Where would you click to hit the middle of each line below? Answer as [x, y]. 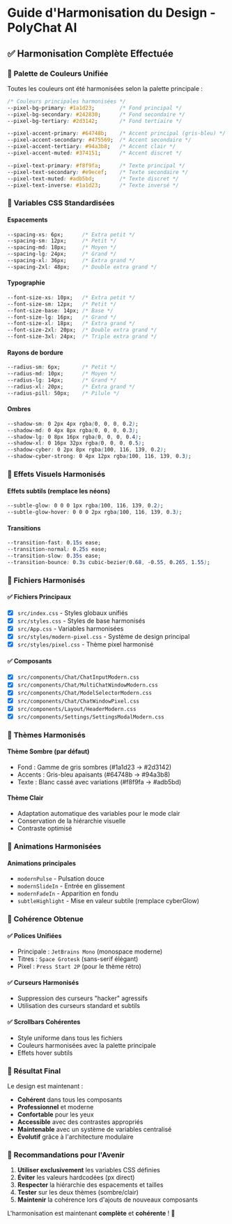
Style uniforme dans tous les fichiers [70, 1038]
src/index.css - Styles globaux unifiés [72, 612]
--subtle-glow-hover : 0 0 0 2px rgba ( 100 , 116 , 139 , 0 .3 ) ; [95, 512]
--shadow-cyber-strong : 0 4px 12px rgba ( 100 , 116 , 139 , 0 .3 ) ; [99, 456]
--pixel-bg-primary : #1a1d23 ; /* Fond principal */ [95, 108]
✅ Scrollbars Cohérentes [44, 1022]
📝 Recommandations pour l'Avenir [66, 1155]
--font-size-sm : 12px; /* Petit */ [62, 304]
